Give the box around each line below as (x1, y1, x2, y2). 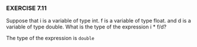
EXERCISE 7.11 (6, 4, 47, 12)
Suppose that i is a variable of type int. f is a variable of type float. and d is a (6, 17, 192, 24)
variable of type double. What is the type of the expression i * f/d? (6, 23, 167, 30)
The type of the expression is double (6, 35, 94, 42)
